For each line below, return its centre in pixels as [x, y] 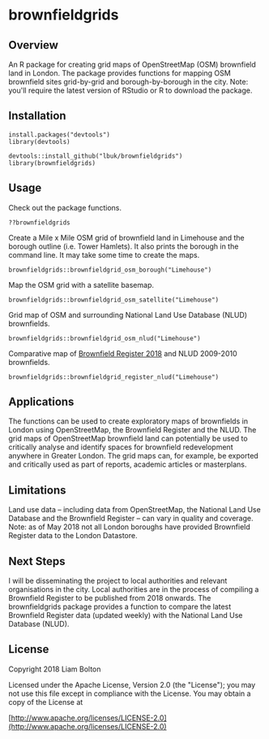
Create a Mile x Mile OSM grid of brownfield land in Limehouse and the [126, 237]
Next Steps [37, 561]
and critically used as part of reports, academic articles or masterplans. [128, 464]
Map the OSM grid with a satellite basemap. [81, 285]
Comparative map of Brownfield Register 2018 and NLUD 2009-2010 [123, 353]
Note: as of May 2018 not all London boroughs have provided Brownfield [130, 527]
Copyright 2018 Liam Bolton [55, 669]
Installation [37, 116]
